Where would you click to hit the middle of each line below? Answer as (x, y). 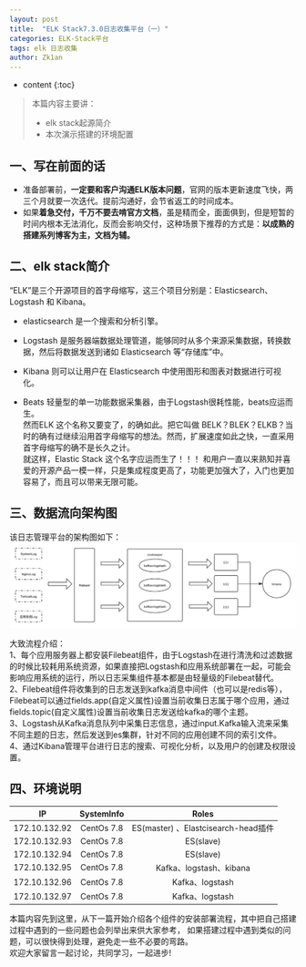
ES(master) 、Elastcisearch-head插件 (203, 828)
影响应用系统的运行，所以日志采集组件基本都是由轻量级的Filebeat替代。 (144, 677)
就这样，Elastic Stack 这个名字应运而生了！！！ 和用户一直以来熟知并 (153, 458)
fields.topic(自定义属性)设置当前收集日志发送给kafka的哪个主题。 (131, 712)
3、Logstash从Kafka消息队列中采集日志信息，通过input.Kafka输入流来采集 (149, 723)
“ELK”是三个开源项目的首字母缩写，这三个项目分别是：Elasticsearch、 (141, 290)
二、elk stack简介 (60, 267)
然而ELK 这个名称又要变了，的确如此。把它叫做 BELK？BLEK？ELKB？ (154, 425)
